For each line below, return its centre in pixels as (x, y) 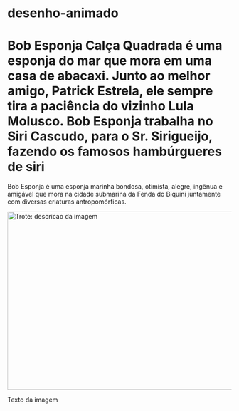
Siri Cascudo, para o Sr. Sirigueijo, (110, 136)
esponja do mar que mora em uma (110, 61)
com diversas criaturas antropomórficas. (67, 202)
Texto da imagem (33, 400)
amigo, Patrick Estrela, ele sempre (110, 91)
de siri (26, 167)
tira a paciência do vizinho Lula (101, 106)
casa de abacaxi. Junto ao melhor (109, 76)
